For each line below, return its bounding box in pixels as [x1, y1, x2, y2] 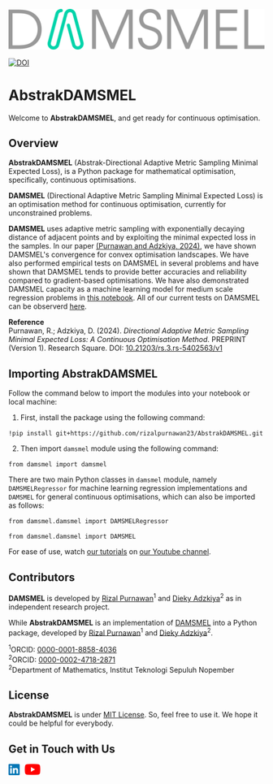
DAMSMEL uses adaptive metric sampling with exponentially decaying [8, 224, 245, 234]
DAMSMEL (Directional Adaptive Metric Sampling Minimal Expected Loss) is [8, 191, 263, 201]
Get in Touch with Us [8, 742, 115, 756]
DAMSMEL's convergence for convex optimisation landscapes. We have [8, 249, 249, 260]
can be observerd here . [8, 301, 87, 311]
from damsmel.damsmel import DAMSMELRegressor [8, 518, 169, 526]
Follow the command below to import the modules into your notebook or [8, 388, 250, 398]
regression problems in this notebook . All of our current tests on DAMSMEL [8, 293, 260, 303]
